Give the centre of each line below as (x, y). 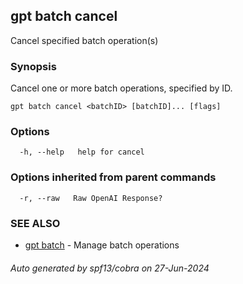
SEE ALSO (35, 223)
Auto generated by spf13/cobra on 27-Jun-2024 (110, 268)
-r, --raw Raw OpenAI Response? (91, 198)
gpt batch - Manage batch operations (102, 245)
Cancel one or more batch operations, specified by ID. (121, 88)
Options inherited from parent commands (113, 177)
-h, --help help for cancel (82, 152)
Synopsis (33, 66)
